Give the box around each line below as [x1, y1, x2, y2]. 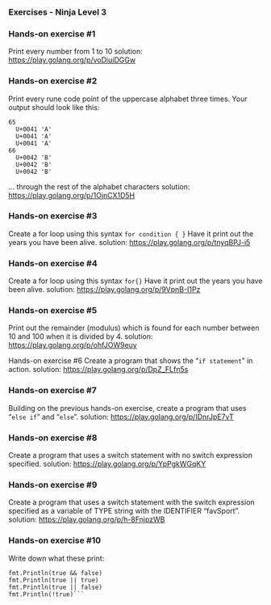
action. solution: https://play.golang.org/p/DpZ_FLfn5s [8, 365, 189, 374]
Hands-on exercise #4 [8, 257, 98, 269]
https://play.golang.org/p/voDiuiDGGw [8, 55, 135, 65]
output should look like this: [8, 102, 100, 112]
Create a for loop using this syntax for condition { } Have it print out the [8, 229, 254, 239]
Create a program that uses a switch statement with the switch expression [8, 497, 256, 507]
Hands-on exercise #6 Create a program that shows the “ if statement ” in [8, 356, 253, 366]
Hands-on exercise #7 [8, 385, 97, 396]
